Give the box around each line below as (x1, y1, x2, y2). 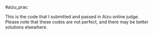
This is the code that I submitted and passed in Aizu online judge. (5, 14, 140, 19)
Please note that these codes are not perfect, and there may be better (5, 19, 149, 25)
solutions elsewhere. (5, 24, 48, 30)
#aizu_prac (5, 4, 28, 10)
